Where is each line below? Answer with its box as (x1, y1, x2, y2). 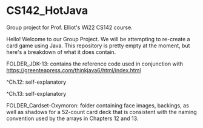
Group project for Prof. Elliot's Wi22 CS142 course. (6, 24, 133, 31)
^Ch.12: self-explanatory (6, 78, 67, 86)
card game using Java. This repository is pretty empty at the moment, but (6, 42, 190, 49)
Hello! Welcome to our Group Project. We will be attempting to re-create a (6, 35, 190, 42)
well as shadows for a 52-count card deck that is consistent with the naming (6, 108, 197, 115)
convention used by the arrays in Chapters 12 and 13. (6, 115, 139, 122)
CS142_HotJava (6, 4, 88, 18)
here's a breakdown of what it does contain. (6, 48, 116, 55)
